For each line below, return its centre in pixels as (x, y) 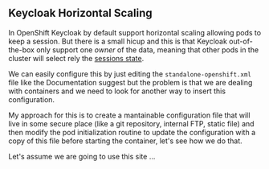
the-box (21, 49)
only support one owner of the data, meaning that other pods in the (147, 49)
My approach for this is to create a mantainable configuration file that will (129, 115)
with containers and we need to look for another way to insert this (117, 91)
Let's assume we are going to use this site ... (82, 156)
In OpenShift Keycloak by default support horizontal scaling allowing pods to (135, 32)
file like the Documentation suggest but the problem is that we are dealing (130, 82)
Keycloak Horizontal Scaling (80, 13)
